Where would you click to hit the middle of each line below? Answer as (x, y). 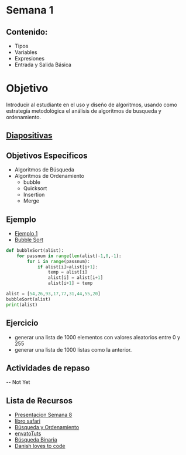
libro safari (27, 421)
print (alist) (22, 305)
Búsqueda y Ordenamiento (47, 427)
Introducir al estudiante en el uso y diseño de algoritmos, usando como (92, 105)
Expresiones (30, 58)
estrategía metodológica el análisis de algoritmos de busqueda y (84, 111)
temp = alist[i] (68, 272)
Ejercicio (22, 323)
